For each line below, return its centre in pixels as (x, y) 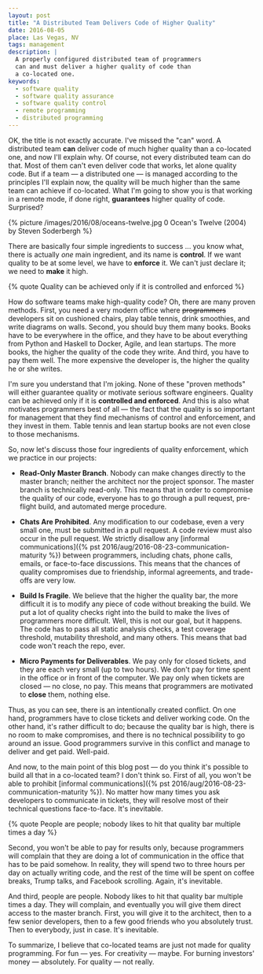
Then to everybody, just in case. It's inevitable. (84, 929)
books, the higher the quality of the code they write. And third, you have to (129, 352)
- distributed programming (59, 118)
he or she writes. (35, 368)
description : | (33, 52)
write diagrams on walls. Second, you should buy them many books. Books (130, 327)
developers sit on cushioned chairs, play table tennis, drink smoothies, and (129, 318)
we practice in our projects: (52, 457)
